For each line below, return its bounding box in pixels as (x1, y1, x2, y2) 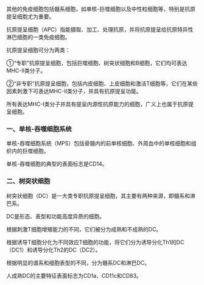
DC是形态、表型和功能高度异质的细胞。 (6, 213, 105, 220)
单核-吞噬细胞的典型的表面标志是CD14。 (6, 160, 108, 167)
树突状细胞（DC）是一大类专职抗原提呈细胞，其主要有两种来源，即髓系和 (6, 192, 191, 199)
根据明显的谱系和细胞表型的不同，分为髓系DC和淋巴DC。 (6, 259, 150, 266)
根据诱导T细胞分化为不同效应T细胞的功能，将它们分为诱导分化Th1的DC (6, 238, 185, 245)
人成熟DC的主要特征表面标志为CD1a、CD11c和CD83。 (6, 272, 142, 279)
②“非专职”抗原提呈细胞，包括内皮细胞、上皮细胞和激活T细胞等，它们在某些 (6, 80, 198, 87)
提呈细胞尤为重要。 (6, 13, 55, 20)
